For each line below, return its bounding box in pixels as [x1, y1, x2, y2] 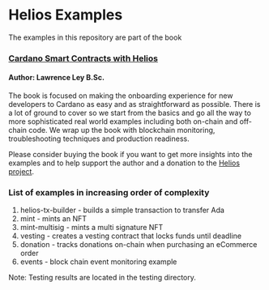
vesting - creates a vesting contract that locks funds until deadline [19, 231, 241, 241]
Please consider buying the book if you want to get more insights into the [8, 150, 253, 160]
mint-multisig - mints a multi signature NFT [19, 223, 164, 232]
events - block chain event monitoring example [19, 257, 177, 267]
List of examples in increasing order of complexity [8, 186, 210, 198]
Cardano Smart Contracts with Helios [8, 53, 158, 64]
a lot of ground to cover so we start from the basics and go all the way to [8, 108, 251, 118]
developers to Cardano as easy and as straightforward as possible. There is [8, 100, 261, 109]
